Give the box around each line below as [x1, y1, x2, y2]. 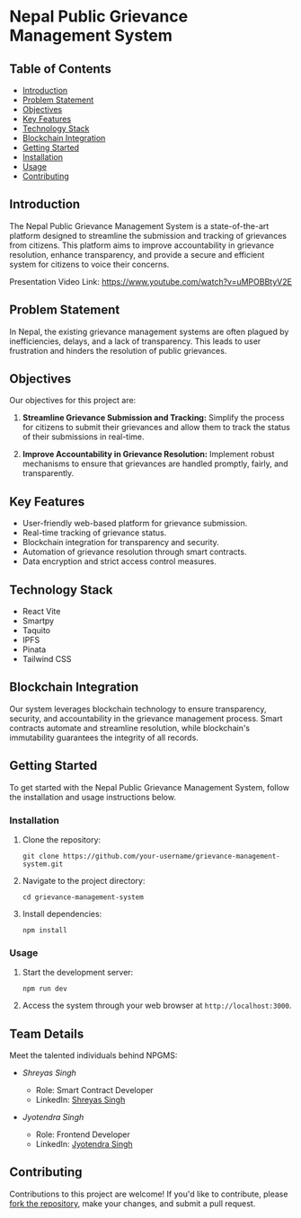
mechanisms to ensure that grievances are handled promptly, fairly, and [22, 458, 289, 469]
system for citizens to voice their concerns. [9, 259, 170, 269]
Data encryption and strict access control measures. [22, 556, 217, 567]
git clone [22, 852, 60, 861]
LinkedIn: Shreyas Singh [35, 1094, 126, 1106]
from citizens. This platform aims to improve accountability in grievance [9, 240, 274, 251]
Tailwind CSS [22, 654, 72, 665]
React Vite [22, 606, 61, 617]
